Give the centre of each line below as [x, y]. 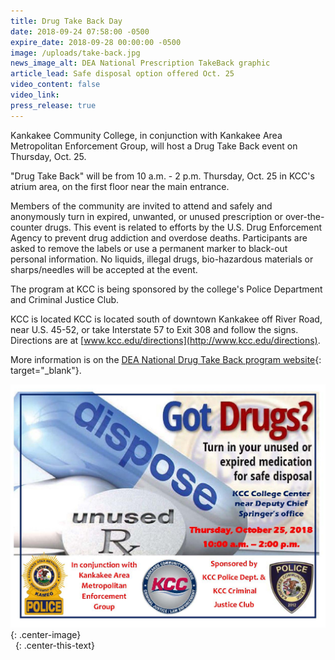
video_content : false [55, 85]
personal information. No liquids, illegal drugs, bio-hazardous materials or [162, 259]
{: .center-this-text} [54, 646]
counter [26, 227]
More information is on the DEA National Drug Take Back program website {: [166, 359]
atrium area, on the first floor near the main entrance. [120, 186]
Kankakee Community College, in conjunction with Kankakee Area [146, 135]
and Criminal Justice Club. [65, 299]
